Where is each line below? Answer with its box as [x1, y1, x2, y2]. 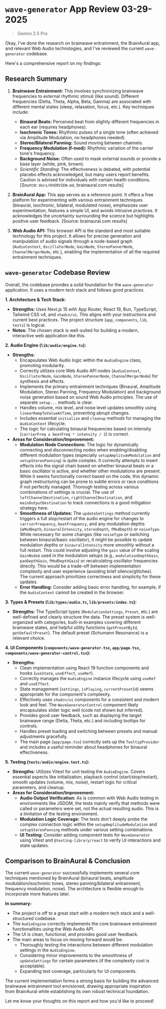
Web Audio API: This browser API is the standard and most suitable [12, 228, 151, 233]
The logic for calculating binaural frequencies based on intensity [19, 426, 152, 432]
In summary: [5, 901, 32, 907]
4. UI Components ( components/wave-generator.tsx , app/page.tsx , [5, 644, 140, 650]
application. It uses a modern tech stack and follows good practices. [5, 287, 145, 293]
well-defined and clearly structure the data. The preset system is [12, 614, 145, 620]
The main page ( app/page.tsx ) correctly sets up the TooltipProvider [19, 739, 160, 745]
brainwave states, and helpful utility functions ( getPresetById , [12, 624, 139, 630]
